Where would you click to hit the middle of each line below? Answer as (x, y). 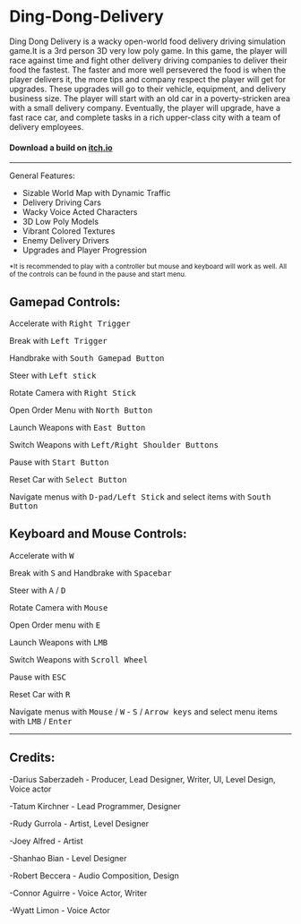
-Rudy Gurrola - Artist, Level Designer (79, 823)
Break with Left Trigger (58, 340)
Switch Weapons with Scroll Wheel (79, 659)
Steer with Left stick (53, 375)
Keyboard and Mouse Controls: (98, 534)
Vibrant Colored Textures (69, 231)
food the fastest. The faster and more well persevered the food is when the (148, 70)
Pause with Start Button (59, 462)
